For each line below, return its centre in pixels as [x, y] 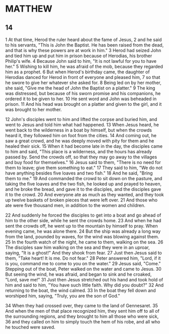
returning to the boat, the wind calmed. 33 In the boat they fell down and [81, 290]
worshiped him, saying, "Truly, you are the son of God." [63, 296]
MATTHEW [29, 9]
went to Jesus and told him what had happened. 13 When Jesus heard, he [82, 125]
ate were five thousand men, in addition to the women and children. [75, 205]
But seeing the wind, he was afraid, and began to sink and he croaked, [78, 274]
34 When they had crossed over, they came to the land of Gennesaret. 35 [81, 306]
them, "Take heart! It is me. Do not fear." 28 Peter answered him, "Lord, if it [83, 258]
